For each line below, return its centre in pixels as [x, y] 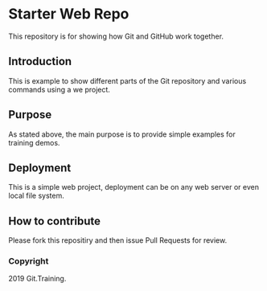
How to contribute [55, 221]
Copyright [29, 261]
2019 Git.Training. [37, 279]
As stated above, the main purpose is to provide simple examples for [122, 134]
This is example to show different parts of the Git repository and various [127, 80]
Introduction [40, 61]
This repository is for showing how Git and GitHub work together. [116, 36]
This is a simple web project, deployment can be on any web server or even [134, 187]
